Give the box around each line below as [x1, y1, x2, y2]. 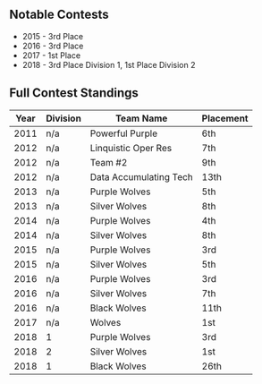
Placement [201, 112, 249, 124]
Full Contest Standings [9, 85, 139, 101]
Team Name [114, 112, 168, 124]
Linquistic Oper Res [89, 141, 173, 154]
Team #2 [89, 156, 128, 168]
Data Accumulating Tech [89, 170, 194, 183]
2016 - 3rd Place [21, 40, 84, 51]
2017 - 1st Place [21, 49, 81, 61]
